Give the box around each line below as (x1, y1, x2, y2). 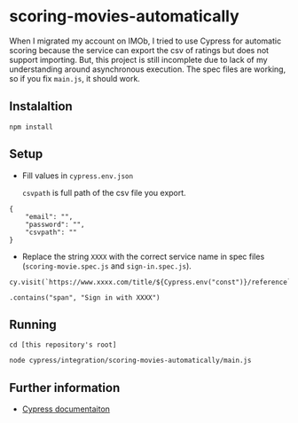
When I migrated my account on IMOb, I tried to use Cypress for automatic (9, 35, 282, 46)
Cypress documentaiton (21, 403, 111, 414)
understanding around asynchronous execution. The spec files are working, (9, 64, 286, 74)
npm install (9, 122, 53, 131)
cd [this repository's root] (9, 341, 117, 349)
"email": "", (25, 212, 74, 221)
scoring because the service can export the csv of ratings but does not (9, 44, 269, 55)
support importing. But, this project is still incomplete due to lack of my (9, 54, 268, 65)
